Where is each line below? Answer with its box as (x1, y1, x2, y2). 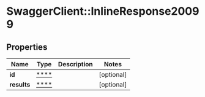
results (9, 80, 31, 88)
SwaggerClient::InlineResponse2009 (6, 4, 199, 18)
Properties (6, 42, 48, 52)
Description (58, 60, 93, 68)
